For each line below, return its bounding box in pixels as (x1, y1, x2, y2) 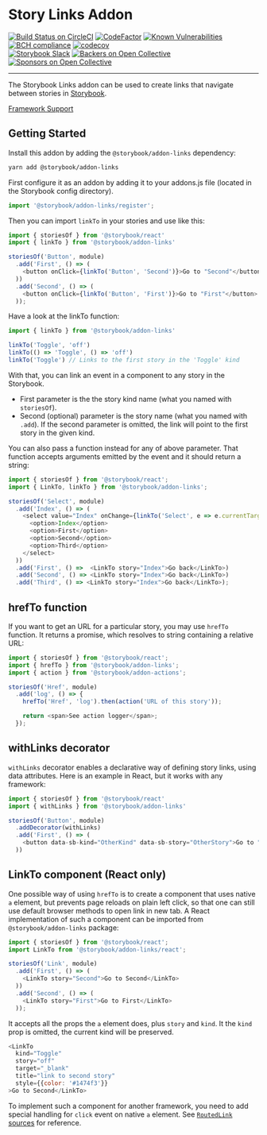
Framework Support (8, 103, 74, 113)
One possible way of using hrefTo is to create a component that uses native (8, 889, 256, 898)
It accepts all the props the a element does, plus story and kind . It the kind (8, 1018, 253, 1028)
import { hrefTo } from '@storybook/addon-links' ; (8, 661, 180, 669)
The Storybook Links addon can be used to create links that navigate (8, 79, 234, 89)
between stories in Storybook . (8, 88, 107, 98)
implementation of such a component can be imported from (8, 914, 204, 924)
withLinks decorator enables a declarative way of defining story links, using (8, 762, 257, 772)
